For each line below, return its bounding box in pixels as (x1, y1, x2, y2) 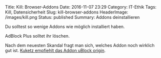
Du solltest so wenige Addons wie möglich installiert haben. (5, 24, 125, 29)
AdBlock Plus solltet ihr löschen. (5, 33, 70, 39)
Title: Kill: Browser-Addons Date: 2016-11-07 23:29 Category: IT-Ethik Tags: (5, 4, 157, 10)
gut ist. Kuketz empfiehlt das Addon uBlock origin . (5, 48, 106, 53)
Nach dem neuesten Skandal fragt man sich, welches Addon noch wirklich (5, 43, 155, 48)
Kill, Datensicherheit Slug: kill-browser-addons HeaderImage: (5, 9, 128, 15)
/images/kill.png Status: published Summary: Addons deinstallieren (5, 14, 140, 20)
